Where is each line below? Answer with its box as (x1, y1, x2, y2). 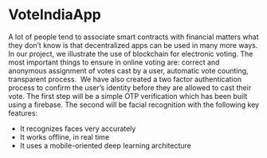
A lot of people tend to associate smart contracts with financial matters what (8, 32, 259, 41)
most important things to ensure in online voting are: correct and (8, 57, 220, 67)
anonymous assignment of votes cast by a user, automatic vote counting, (8, 65, 249, 75)
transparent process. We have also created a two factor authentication (8, 74, 241, 84)
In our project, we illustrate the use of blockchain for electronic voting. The (8, 49, 253, 58)
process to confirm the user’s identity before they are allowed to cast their (8, 82, 252, 93)
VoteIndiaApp (8, 6, 102, 24)
